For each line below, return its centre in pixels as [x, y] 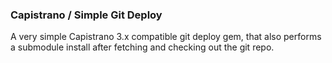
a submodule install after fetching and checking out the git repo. [142, 47]
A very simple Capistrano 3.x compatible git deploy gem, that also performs [166, 37]
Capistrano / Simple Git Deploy [86, 15]
